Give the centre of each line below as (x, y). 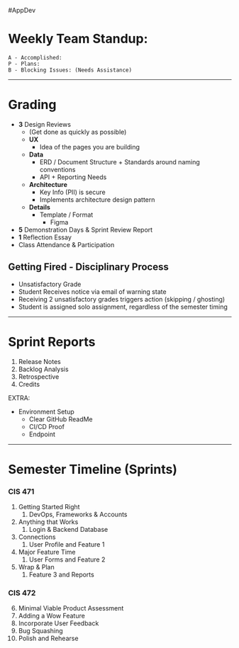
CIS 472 (22, 593)
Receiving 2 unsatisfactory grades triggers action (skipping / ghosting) (122, 299)
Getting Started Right (49, 507)
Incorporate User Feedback (59, 623)
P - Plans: (24, 64)
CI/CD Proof (46, 426)
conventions (57, 169)
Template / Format (66, 215)
